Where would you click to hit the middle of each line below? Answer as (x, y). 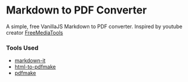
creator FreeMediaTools (34, 32)
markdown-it (30, 61)
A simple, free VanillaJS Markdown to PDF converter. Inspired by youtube (94, 26)
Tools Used (22, 47)
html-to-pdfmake (35, 67)
